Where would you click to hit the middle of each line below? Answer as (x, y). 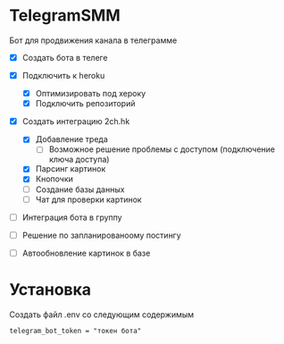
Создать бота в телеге (65, 57)
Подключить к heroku (63, 76)
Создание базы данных (80, 189)
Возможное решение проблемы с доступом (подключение (162, 149)
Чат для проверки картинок (88, 199)
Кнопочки (54, 179)
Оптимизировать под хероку (91, 94)
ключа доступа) (79, 159)
